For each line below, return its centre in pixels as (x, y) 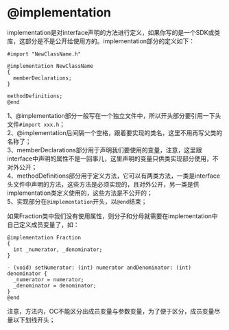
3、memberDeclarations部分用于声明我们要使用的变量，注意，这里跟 (105, 150)
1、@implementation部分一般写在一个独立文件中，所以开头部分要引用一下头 (114, 115)
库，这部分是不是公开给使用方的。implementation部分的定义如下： (101, 41)
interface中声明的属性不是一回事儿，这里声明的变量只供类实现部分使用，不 (113, 158)
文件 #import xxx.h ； (36, 124)
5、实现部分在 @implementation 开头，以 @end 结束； (77, 201)
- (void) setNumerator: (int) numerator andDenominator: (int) (99, 268)
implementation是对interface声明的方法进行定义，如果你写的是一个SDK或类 (114, 32)
